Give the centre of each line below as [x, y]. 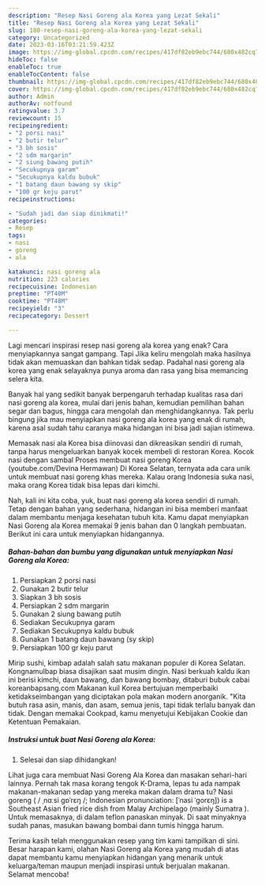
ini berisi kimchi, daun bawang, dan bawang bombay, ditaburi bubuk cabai [129, 680]
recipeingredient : [38, 126]
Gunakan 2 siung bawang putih [70, 614]
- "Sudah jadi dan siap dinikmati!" [68, 213]
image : [19, 52]
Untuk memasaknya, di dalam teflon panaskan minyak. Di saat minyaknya [127, 817]
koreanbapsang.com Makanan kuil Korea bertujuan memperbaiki [113, 687]
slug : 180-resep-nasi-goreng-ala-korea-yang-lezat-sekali [105, 30]
